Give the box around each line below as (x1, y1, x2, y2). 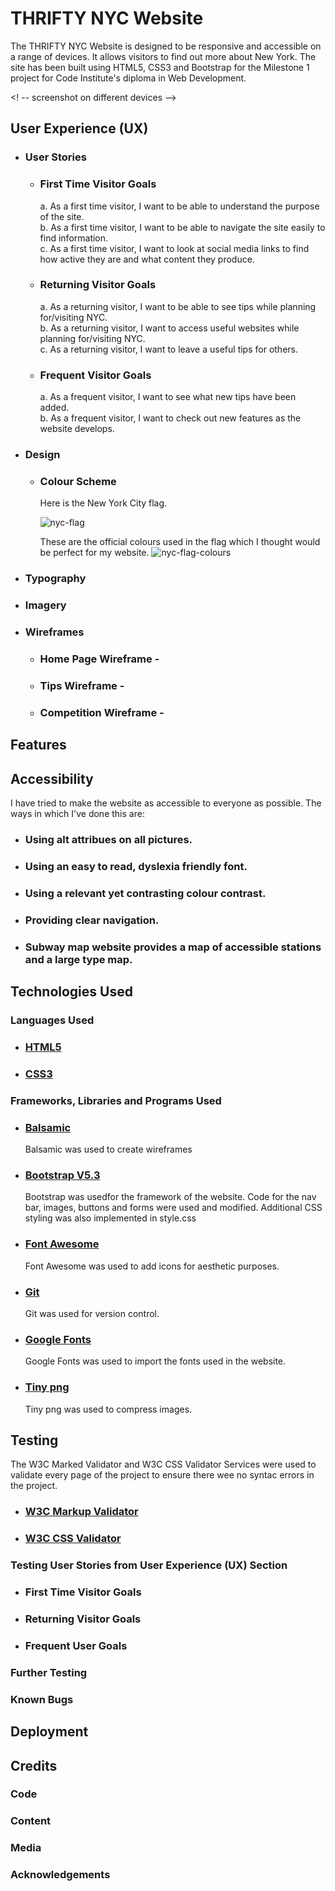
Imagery (24, 598, 67, 612)
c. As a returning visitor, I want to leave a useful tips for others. (39, 343, 298, 355)
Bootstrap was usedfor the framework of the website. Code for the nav (24, 1191, 317, 1203)
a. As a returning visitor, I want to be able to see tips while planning (39, 300, 317, 312)
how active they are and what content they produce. (39, 253, 255, 265)
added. (39, 402, 70, 414)
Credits (10, 1757, 58, 1774)
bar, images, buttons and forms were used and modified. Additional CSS (24, 1202, 323, 1214)
